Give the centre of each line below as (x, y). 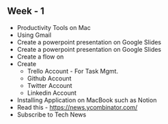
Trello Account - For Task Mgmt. (72, 71)
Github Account (49, 78)
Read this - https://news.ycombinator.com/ (77, 107)
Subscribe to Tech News (52, 114)
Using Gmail (34, 35)
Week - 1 (26, 11)
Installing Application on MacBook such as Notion (87, 100)
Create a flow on (40, 57)
